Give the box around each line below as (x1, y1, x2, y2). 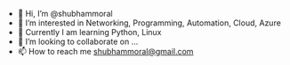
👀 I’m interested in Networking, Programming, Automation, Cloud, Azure (17, 18, 282, 28)
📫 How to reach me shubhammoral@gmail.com (17, 47, 194, 56)
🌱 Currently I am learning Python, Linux (17, 27, 162, 37)
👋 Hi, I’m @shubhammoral (17, 9, 113, 18)
